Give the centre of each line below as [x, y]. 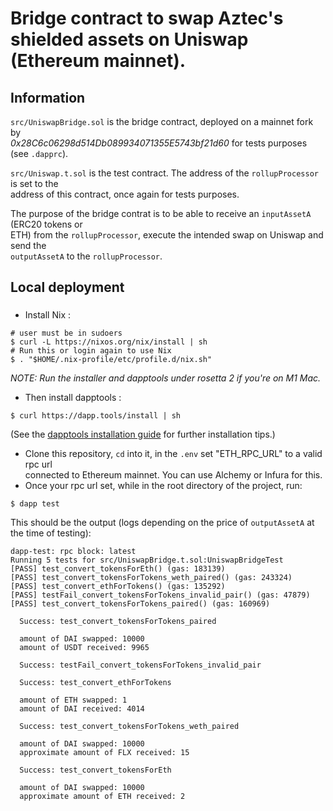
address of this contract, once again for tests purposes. [125, 194]
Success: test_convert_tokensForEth [95, 770]
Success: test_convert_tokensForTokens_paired [118, 622]
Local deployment [67, 287]
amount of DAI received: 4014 [82, 709]
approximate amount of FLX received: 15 [104, 753]
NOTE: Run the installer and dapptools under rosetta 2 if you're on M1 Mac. [166, 378]
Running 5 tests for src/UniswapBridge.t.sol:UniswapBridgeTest [147, 560]
